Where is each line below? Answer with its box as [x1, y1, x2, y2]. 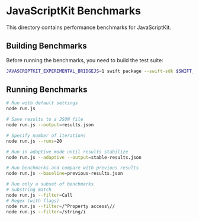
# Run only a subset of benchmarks [6, 181, 94, 187]
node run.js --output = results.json [6, 122, 94, 128]
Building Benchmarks [6, 41, 87, 51]
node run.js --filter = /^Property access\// [6, 203, 115, 209]
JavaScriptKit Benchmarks [6, 4, 141, 18]
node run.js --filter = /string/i [6, 209, 86, 214]
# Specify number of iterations [6, 132, 86, 139]
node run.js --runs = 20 [6, 138, 62, 144]
